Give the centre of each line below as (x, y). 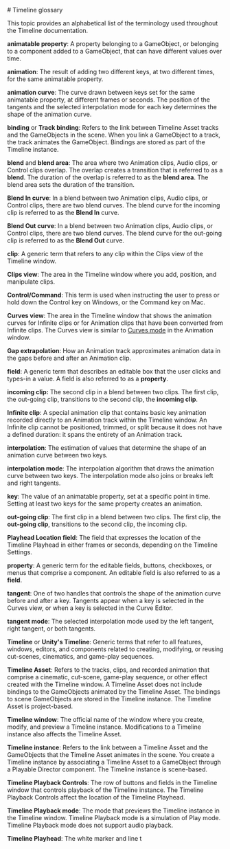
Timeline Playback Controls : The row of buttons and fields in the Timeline (112, 783)
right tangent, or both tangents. (51, 629)
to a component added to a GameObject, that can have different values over (115, 51)
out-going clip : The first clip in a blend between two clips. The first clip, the (114, 517)
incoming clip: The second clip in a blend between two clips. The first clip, (113, 392)
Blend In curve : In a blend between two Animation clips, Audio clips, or (107, 198)
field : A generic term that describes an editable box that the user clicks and (114, 371)
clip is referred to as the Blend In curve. (63, 213)
